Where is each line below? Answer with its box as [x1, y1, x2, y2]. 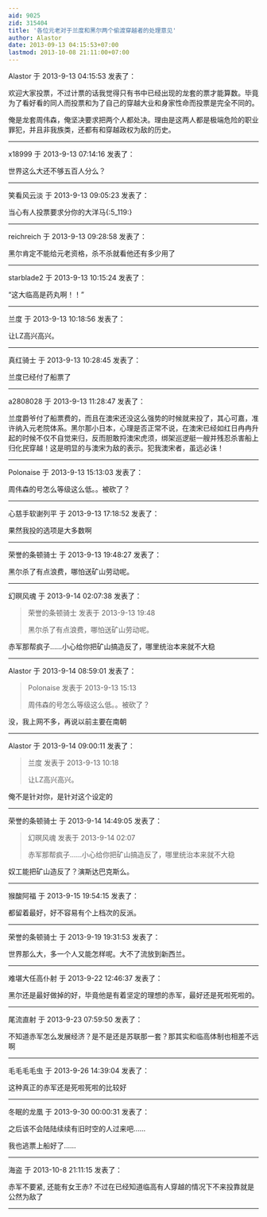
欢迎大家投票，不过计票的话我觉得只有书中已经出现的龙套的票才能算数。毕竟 [8, 88, 259, 98]
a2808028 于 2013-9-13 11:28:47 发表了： [8, 396, 145, 406]
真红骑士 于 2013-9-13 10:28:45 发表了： [8, 355, 141, 365]
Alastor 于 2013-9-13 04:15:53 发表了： [8, 71, 137, 80]
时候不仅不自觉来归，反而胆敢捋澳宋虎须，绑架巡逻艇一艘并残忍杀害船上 [21, 434, 259, 442]
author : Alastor [8, 33, 62, 42]
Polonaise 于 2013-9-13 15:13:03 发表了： [8, 468, 144, 477]
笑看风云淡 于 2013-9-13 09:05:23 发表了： [8, 191, 149, 199]
